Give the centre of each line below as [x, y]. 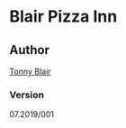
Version [27, 95]
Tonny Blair [30, 71]
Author [29, 50]
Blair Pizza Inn [63, 17]
